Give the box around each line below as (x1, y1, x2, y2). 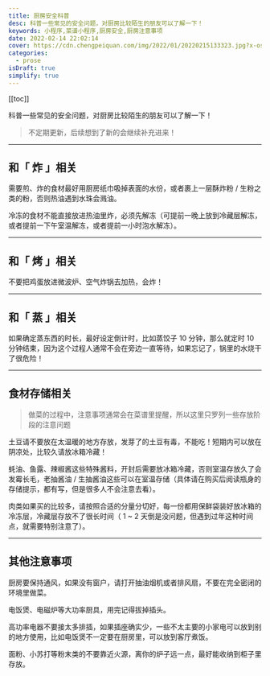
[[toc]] (8, 93, 30, 103)
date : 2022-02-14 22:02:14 (8, 34, 99, 43)
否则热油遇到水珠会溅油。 (35, 194, 121, 204)
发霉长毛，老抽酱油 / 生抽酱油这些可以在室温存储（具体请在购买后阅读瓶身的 (8, 474, 261, 484)
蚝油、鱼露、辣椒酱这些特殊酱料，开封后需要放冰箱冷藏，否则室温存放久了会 (8, 464, 262, 473)
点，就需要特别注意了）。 (8, 521, 90, 531)
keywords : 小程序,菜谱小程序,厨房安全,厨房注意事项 (8, 27, 163, 35)
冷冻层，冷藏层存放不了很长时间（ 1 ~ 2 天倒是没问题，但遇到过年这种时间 (8, 511, 254, 521)
